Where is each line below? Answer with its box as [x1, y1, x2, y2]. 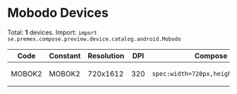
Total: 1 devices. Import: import [7, 28, 97, 36]
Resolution [87, 51, 125, 60]
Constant [49, 51, 81, 60]
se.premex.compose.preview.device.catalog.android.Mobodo [7, 35, 181, 43]
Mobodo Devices [7, 5, 109, 21]
